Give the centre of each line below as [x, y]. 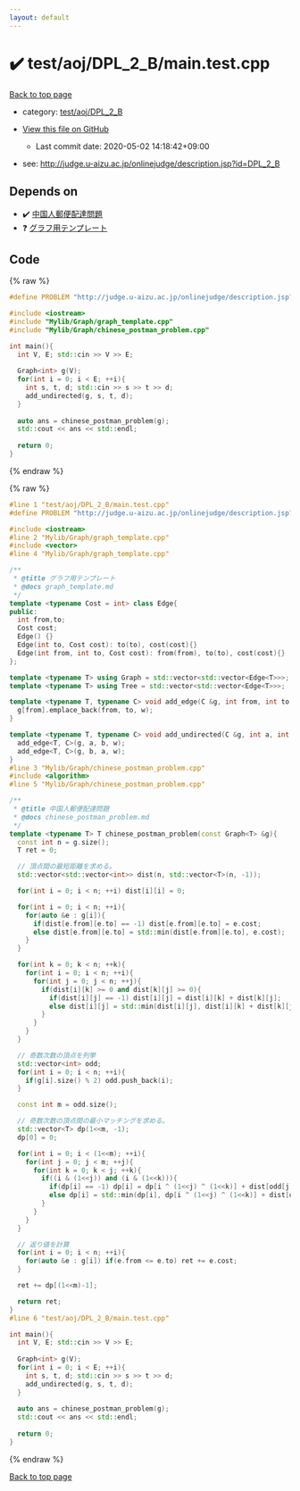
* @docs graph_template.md [63, 587]
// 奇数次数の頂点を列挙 [57, 1055]
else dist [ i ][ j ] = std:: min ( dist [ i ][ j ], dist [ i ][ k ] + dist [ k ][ [169, 1006]
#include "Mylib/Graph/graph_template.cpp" [92, 321]
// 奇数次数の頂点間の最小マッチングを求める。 [93, 1121]
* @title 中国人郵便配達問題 [61, 809]
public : [24, 612]
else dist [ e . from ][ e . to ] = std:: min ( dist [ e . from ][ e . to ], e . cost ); [159, 932]
